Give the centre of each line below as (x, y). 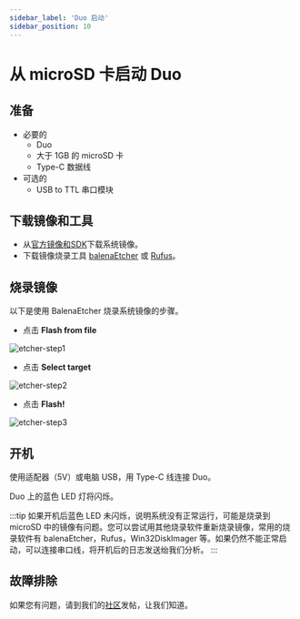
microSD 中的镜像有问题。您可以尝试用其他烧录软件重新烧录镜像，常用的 (146, 527)
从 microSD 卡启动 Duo (95, 74)
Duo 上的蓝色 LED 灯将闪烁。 (64, 496)
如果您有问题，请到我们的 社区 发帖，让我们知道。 (101, 604)
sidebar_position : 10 (50, 26)
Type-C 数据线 (63, 167)
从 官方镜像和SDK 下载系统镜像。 (83, 244)
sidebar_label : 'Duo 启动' (59, 18)
